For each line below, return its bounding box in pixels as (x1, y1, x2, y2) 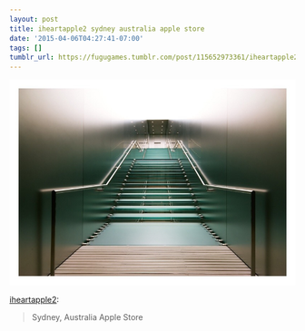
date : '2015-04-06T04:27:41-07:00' (9, 34, 144, 43)
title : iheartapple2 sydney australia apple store (9, 24, 205, 34)
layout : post (9, 15, 59, 24)
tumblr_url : (9, 53, 54, 63)
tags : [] (9, 44, 43, 53)
